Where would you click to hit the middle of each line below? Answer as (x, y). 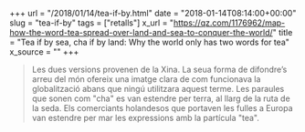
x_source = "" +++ (44, 52)
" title (283, 32)
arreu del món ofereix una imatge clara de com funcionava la (146, 79)
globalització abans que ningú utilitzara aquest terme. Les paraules (158, 89)
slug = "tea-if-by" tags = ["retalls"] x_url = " (92, 23)
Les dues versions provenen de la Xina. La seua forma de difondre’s (159, 69)
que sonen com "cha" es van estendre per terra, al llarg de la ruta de (161, 98)
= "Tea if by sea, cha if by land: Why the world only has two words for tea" (150, 42)
